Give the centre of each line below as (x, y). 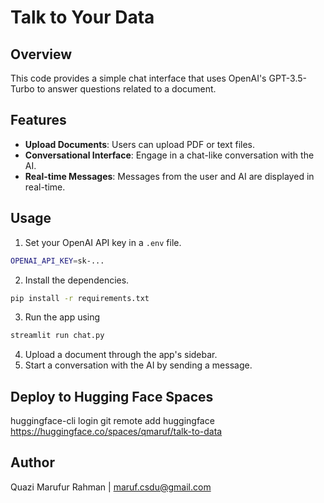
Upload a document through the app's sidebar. (121, 355)
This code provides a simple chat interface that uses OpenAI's (138, 78)
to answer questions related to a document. (126, 89)
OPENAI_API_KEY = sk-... (57, 261)
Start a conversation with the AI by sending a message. (138, 365)
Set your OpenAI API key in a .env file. (103, 242)
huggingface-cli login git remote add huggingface (112, 421)
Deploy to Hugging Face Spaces (112, 396)
